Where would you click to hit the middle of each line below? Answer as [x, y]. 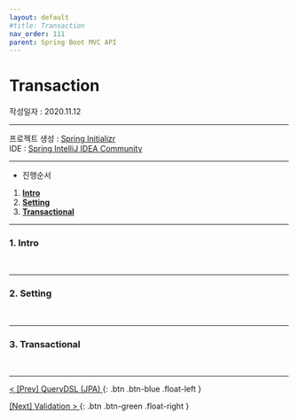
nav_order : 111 [37, 34]
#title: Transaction [47, 26]
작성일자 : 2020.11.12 [45, 112]
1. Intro [24, 243]
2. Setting [31, 293]
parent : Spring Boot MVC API [63, 42]
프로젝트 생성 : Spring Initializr [63, 139]
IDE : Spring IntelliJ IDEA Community [76, 149]
